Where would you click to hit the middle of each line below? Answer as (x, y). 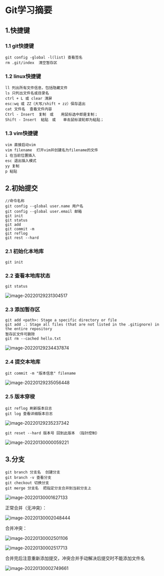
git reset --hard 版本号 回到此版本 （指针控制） (52, 433)
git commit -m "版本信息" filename (41, 374)
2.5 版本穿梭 (20, 397)
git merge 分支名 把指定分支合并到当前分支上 (48, 488)
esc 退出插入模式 (21, 161)
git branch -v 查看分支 (28, 477)
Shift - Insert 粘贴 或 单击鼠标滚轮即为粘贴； (55, 120)
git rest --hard (22, 238)
